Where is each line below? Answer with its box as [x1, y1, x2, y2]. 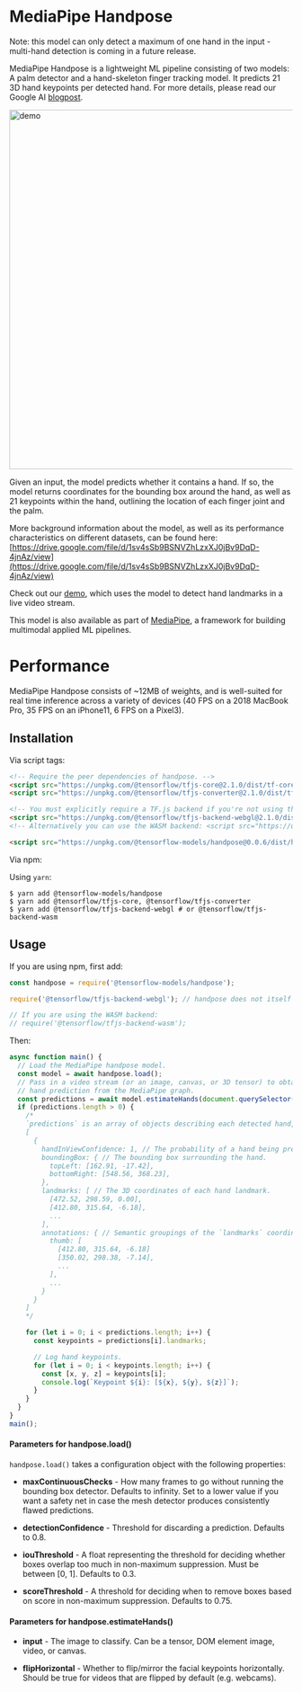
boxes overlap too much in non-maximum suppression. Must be [22, 1558, 259, 1570]
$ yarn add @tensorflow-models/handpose [9, 888, 164, 898]
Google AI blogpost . [9, 92, 84, 102]
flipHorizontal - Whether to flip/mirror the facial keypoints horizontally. [22, 1663, 285, 1674]
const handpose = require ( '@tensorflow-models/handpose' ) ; [9, 978, 235, 987]
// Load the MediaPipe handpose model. [17, 1061, 167, 1070]
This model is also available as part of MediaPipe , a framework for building [9, 614, 286, 626]
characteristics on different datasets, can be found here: [9, 532, 218, 543]
